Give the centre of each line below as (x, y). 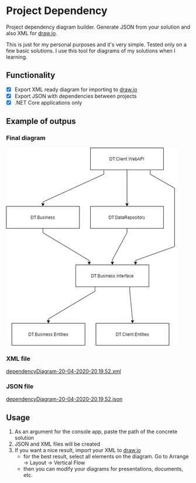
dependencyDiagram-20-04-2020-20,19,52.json (64, 399)
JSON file (20, 386)
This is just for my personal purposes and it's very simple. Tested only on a (97, 44)
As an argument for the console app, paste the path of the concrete (96, 432)
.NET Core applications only (48, 102)
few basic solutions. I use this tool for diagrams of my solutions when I (91, 50)
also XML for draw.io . (32, 33)
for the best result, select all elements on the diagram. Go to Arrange (106, 457)
